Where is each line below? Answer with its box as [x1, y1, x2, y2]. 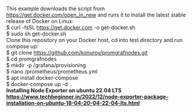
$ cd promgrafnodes [6, 56, 57, 62]
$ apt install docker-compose [6, 74, 78, 81]
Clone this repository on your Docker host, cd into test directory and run [6, 37, 183, 43]
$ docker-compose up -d [6, 81, 68, 88]
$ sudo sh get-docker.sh [6, 30, 67, 37]
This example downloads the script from [6, 5, 105, 12]
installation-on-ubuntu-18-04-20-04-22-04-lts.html [6, 100, 140, 106]
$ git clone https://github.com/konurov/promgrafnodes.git [6, 49, 148, 56]
